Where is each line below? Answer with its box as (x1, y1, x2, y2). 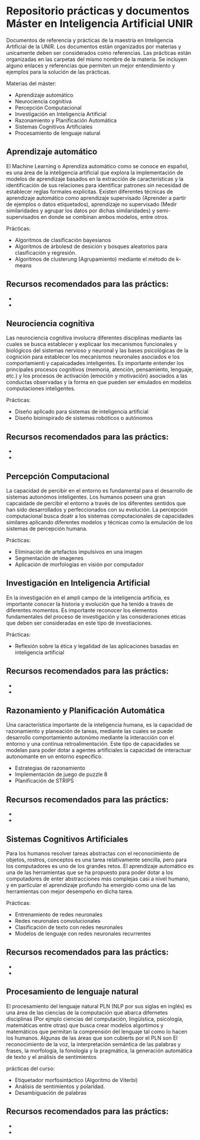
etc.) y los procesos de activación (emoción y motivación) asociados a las (6, 372, 187, 379)
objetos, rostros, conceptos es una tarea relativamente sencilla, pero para (6, 856, 187, 863)
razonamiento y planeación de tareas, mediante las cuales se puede (6, 728, 173, 735)
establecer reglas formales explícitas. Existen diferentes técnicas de (6, 188, 173, 195)
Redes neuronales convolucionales (14, 917, 101, 925)
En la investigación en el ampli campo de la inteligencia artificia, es (6, 594, 170, 601)
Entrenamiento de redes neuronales (14, 911, 103, 918)
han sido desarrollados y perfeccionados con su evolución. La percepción (6, 506, 188, 513)
